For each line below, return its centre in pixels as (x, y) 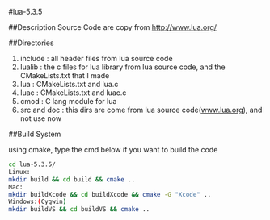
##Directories (31, 43)
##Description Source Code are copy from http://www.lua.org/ (112, 27)
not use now (41, 118)
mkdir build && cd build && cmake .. (72, 179)
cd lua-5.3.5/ (32, 164)
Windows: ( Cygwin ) (38, 202)
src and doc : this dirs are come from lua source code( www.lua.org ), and (141, 110)
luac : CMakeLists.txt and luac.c (73, 93)
